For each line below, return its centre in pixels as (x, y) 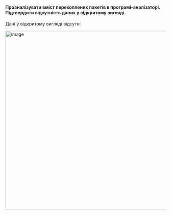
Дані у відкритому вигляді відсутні (43, 24)
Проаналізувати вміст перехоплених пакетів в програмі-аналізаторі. (83, 7)
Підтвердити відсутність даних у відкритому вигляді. (66, 12)
